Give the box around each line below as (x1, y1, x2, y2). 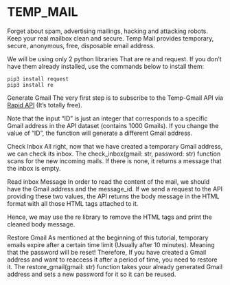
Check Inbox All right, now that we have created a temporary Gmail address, (7, 142, 223, 150)
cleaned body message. (7, 220, 76, 228)
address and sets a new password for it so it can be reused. (7, 270, 176, 278)
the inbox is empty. (7, 164, 61, 172)
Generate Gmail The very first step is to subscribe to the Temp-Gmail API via (7, 94, 224, 102)
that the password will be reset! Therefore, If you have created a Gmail (7, 248, 207, 256)
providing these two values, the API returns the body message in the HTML (7, 192, 220, 200)
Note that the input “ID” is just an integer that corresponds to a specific (7, 114, 208, 123)
